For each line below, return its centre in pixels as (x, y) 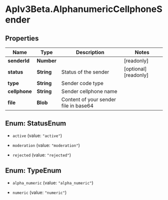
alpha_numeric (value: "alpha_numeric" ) (53, 182)
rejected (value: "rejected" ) (42, 155)
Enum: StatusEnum (36, 123)
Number (46, 61)
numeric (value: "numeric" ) (39, 192)
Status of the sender (85, 72)
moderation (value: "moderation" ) (46, 145)
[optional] (135, 69)
